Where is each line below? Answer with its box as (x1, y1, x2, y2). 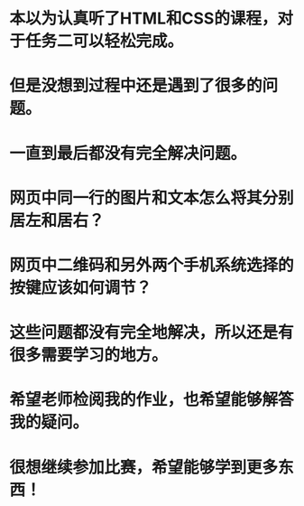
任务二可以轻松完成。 (25, 31, 184, 52)
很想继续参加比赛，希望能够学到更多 (9, 457, 279, 477)
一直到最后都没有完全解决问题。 (9, 143, 247, 164)
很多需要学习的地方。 (9, 345, 169, 366)
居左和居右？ (9, 210, 106, 230)
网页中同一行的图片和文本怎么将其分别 (9, 187, 295, 208)
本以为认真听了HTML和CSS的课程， (9, 8, 278, 29)
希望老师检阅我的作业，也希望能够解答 (9, 389, 295, 410)
